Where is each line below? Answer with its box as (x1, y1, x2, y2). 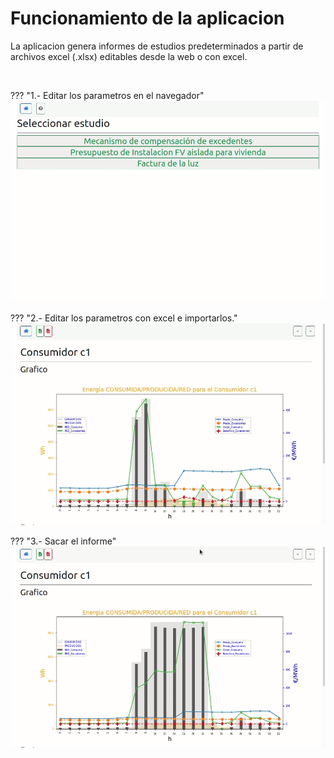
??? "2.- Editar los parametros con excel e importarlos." (10, 312, 238, 324)
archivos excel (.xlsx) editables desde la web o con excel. (10, 50, 248, 62)
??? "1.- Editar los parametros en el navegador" (10, 89, 205, 101)
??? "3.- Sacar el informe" (10, 535, 117, 547)
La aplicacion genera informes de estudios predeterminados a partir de (10, 40, 304, 52)
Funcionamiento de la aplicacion (10, 7, 285, 30)
